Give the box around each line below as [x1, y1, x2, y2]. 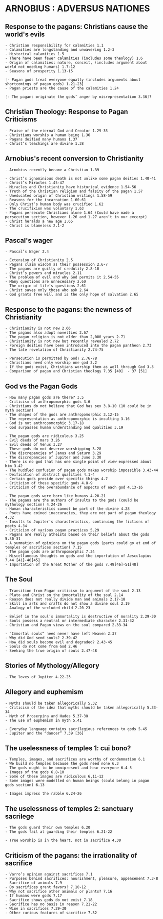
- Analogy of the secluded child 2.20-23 [5, 605, 91, 610]
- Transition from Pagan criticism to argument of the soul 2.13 [5, 588, 141, 593]
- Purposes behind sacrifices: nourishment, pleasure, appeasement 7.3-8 [5, 876, 159, 881]
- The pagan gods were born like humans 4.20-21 [5, 494, 106, 499]
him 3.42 [5, 463, 23, 469]
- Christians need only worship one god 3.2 [5, 360, 97, 365]
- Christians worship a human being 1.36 [5, 133, 91, 138]
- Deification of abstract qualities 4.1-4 [5, 472, 95, 477]
